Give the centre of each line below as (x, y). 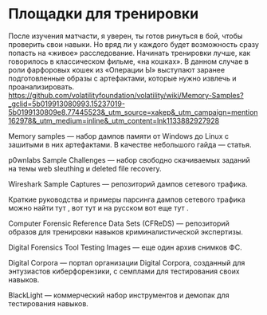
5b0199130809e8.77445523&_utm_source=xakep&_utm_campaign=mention (133, 112)
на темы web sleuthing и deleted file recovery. (85, 168)
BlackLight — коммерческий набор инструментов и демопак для (119, 295)
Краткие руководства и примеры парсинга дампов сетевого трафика (127, 199)
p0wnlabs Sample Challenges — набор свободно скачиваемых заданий (129, 159)
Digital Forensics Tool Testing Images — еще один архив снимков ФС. (125, 247)
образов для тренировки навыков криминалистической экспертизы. (126, 231)
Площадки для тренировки (104, 14)
